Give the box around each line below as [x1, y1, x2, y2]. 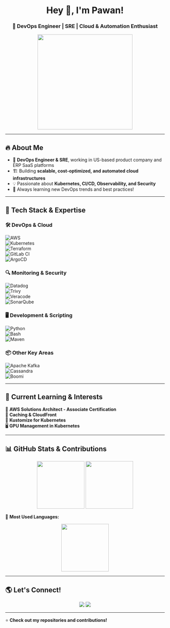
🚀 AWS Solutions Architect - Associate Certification [5, 406, 116, 412]
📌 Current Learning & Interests [5, 393, 103, 401]
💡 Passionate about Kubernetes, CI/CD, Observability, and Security [12, 181, 156, 187]
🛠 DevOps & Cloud [5, 221, 53, 228]
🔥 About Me [5, 143, 44, 152]
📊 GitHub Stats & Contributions [5, 445, 107, 453]
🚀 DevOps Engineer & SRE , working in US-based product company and [12, 157, 162, 163]
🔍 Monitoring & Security [5, 269, 67, 276]
